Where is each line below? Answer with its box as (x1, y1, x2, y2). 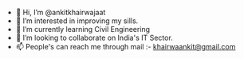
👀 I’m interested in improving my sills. (15, 16, 139, 26)
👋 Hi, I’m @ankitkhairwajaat (15, 8, 106, 17)
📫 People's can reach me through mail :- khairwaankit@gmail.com (15, 42, 236, 51)
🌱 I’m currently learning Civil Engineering (15, 25, 150, 33)
